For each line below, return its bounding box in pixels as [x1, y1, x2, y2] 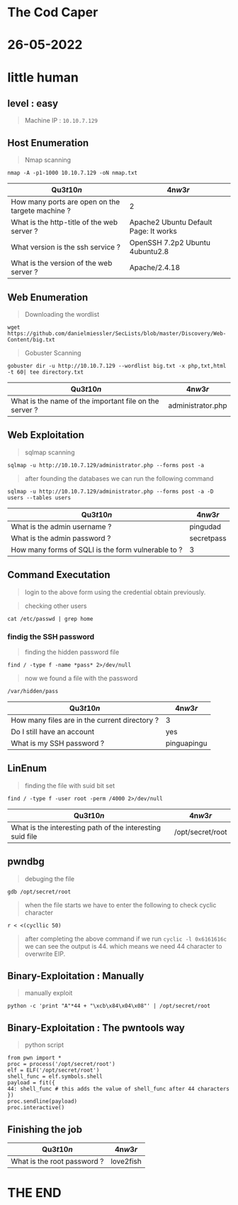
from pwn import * [7, 1054, 62, 1062]
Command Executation [7, 569, 110, 581]
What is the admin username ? [11, 521, 112, 531]
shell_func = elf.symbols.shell [7, 1073, 103, 1080]
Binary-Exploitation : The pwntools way [7, 1022, 186, 1034]
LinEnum [7, 763, 47, 775]
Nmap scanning [24, 156, 72, 164]
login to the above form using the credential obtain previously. [24, 587, 206, 596]
